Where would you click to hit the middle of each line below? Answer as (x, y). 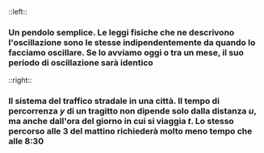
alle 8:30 (26, 142)
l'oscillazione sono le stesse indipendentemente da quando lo (132, 42)
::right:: (20, 81)
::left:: (18, 12)
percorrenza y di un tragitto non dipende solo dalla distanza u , (132, 111)
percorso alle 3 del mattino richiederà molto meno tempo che (130, 131)
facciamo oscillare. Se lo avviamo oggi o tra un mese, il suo (126, 52)
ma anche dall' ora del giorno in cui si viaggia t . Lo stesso (121, 122)
